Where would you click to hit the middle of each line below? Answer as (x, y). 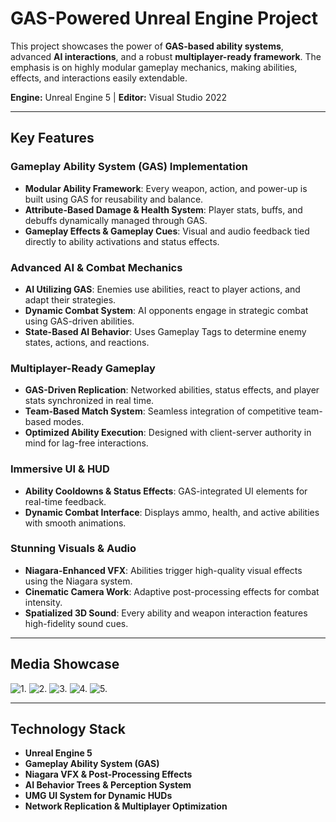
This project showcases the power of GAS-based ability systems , (147, 46)
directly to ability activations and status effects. (122, 241)
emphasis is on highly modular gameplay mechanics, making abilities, (154, 67)
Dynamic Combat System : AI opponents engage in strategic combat (166, 310)
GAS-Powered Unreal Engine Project (164, 18)
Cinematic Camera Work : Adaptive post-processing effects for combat (172, 591)
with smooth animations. (75, 523)
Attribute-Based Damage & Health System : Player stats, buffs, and (163, 209)
